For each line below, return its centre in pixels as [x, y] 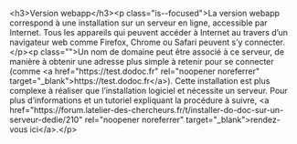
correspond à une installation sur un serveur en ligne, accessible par [138, 23]
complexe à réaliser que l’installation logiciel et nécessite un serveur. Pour [148, 91]
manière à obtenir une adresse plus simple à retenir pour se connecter [142, 62]
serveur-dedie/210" [46, 119]
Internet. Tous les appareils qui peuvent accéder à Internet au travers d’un [148, 32]
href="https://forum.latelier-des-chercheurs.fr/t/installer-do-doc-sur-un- [147, 110]
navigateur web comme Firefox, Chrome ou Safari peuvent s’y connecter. [147, 42]
